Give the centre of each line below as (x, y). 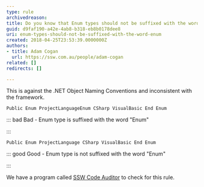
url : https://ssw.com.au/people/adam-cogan (67, 57)
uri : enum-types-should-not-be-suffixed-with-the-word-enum (84, 35)
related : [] (21, 63)
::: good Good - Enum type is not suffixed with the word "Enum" (86, 154)
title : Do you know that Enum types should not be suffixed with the (96, 23)
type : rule (20, 12)
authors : (17, 46)
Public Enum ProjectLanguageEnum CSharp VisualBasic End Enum (87, 109)
